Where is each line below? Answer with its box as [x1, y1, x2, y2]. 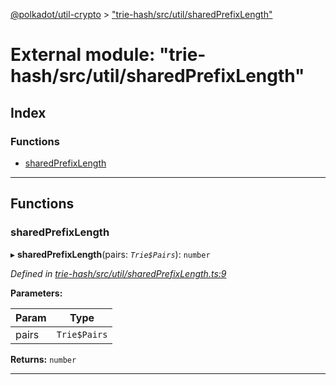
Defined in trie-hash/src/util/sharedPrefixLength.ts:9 [10, 267, 227, 279]
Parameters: [10, 287, 63, 299]
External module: [10, 44, 156, 66]
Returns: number [10, 353, 77, 365]
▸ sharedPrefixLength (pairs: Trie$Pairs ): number [10, 248, 211, 260]
